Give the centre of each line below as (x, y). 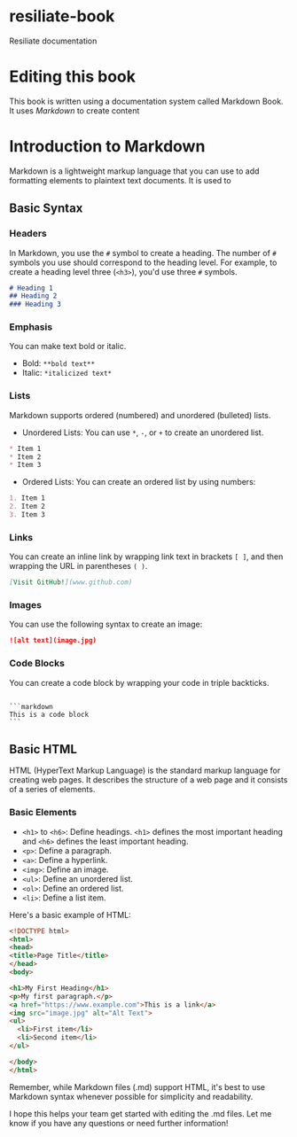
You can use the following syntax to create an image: (106, 624)
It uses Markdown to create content (74, 110)
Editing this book (72, 77)
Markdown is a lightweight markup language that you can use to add (134, 171)
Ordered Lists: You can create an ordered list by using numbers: (139, 482)
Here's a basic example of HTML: (70, 915)
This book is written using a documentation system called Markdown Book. (146, 101)
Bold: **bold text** (59, 363)
